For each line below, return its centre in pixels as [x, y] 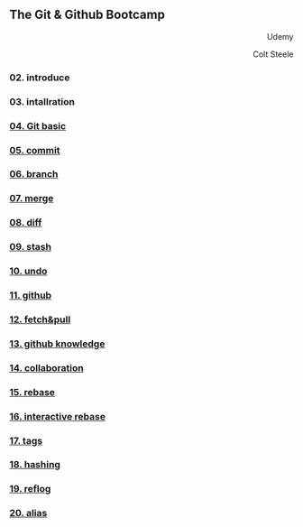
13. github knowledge [57, 344]
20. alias [28, 513]
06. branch [34, 174]
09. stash [31, 247]
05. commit [35, 150]
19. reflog [30, 489]
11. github [31, 295]
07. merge [32, 199]
